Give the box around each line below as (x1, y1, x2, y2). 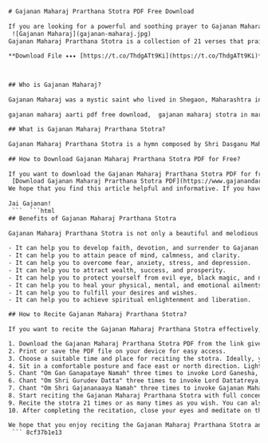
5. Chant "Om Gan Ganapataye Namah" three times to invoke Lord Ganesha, (8, 370, 259, 378)
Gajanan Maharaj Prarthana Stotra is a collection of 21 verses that (8, 37, 245, 45)
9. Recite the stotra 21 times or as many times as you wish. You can (8, 399, 248, 407)
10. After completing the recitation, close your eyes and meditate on (8, 406, 251, 414)
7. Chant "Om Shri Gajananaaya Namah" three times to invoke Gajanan (8, 384, 245, 393)
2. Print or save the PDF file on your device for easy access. (8, 347, 227, 355)
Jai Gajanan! (8, 200, 52, 208)
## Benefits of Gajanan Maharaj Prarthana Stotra (8, 214, 177, 223)
